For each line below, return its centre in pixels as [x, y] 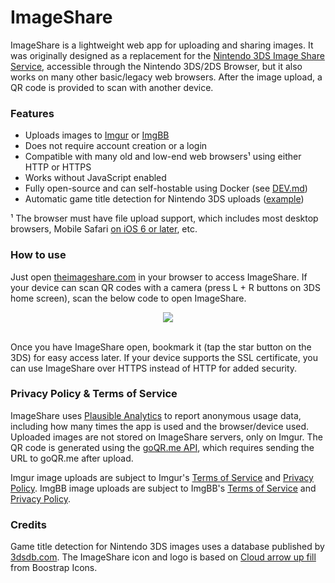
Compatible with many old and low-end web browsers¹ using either [163, 157]
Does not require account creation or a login [116, 146]
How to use [38, 255]
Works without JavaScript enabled [95, 178]
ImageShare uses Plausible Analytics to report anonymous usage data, [156, 415]
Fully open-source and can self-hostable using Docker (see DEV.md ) [166, 188]
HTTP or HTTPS [58, 167]
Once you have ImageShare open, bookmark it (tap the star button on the [161, 347]
